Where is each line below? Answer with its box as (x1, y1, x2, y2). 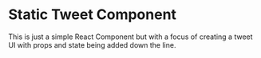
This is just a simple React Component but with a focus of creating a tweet (8, 32, 253, 41)
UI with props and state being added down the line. (8, 40, 176, 49)
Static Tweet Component (8, 6, 177, 24)
